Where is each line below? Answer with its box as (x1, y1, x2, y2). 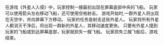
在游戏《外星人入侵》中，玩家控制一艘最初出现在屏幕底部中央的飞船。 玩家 (5, 4, 158, 10)
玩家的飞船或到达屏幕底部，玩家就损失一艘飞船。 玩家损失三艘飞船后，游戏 (5, 29, 158, 34)
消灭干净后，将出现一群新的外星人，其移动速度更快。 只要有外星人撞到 (13, 22, 158, 28)
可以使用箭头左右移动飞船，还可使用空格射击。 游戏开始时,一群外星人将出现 (5, 10, 159, 16)
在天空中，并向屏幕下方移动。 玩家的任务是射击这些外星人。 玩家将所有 (5, 17, 151, 22)
